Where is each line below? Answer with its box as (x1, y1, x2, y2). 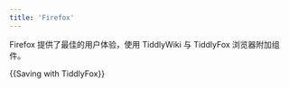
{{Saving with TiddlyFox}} (9, 68, 106, 79)
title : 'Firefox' (9, 13, 75, 22)
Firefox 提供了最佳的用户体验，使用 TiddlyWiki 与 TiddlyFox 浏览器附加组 (9, 39, 280, 49)
